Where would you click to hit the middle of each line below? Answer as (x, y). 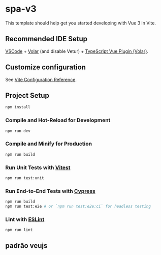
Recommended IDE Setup (46, 39)
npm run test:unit (25, 178)
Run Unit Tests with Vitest (38, 167)
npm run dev (18, 131)
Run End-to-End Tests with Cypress (50, 191)
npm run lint (19, 230)
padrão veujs (26, 246)
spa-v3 (21, 9)
